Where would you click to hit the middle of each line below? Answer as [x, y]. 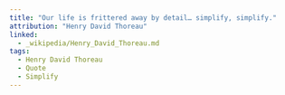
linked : [24, 34]
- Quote [32, 69]
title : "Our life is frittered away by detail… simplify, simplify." [143, 18]
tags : [19, 52]
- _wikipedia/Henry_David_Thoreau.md [89, 43]
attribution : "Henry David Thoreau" [78, 26]
